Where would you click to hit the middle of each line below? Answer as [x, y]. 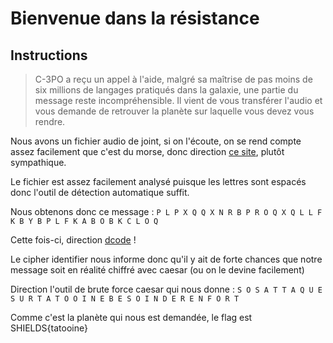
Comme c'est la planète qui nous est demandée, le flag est [131, 317]
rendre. [50, 121]
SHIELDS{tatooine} [49, 328]
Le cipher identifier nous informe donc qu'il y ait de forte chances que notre [166, 259]
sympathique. [38, 162]
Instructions [49, 55]
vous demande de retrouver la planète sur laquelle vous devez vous [174, 111]
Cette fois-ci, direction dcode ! [73, 240]
